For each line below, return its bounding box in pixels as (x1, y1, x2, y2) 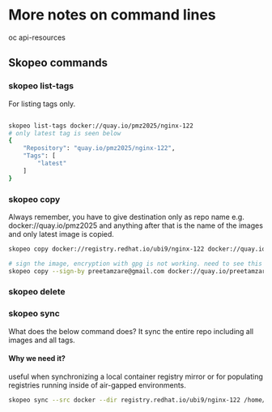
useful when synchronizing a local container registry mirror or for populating (8, 371, 263, 381)
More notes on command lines (8, 6, 216, 24)
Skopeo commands (8, 56, 108, 70)
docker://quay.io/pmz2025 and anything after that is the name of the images (8, 221, 263, 230)
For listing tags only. (8, 99, 76, 109)
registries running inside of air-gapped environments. (8, 380, 186, 390)
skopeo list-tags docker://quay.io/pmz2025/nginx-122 (8, 122, 194, 130)
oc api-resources (8, 32, 66, 42)
